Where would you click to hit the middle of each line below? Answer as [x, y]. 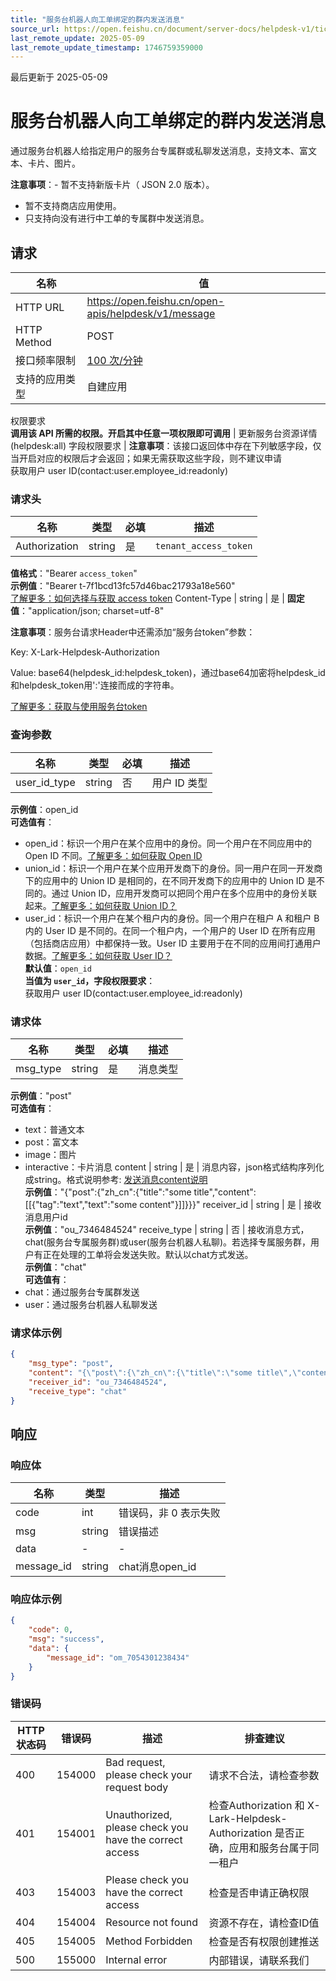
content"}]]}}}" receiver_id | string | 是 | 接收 [230, 1204]
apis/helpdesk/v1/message [151, 313]
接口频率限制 [46, 360]
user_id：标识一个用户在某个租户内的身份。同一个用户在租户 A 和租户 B [172, 918]
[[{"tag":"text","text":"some [81, 1204]
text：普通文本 [54, 1129]
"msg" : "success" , [66, 1639]
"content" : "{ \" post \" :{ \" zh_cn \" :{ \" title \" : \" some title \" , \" [165, 1372]
